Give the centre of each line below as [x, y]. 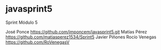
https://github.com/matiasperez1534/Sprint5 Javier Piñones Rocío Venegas [81, 37]
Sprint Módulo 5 [22, 22]
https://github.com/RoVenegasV [37, 42]
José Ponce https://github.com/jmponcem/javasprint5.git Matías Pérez [76, 32]
